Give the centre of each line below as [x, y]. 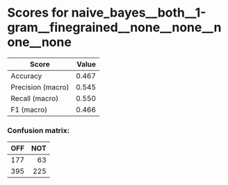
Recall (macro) [35, 98]
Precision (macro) [40, 87]
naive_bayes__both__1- [139, 13]
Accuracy [26, 76]
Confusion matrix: [39, 130]
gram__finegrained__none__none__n [114, 27]
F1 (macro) [29, 109]
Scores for [38, 13]
